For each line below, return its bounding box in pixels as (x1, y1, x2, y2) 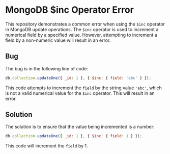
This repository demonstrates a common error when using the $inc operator (5, 21, 165, 27)
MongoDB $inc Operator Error (5, 4, 134, 16)
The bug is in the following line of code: (5, 65, 88, 71)
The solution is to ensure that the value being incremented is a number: (5, 124, 155, 130)
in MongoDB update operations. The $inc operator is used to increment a (5, 26, 159, 32)
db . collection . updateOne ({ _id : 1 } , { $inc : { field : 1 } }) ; (5, 134, 143, 139)
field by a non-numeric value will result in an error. (5, 37, 111, 43)
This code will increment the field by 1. (5, 143, 88, 149)
